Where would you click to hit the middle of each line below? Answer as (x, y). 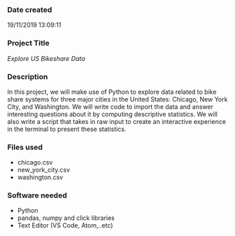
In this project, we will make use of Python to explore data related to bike (112, 92)
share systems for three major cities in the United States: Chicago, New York (117, 99)
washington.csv (40, 177)
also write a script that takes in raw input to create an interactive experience (116, 121)
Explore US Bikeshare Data (46, 58)
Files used (25, 147)
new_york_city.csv (44, 170)
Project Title (29, 43)
